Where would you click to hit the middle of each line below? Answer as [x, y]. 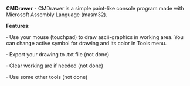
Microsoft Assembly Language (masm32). [57, 15]
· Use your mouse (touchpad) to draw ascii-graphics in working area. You [95, 37]
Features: [18, 26]
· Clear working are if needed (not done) [55, 66]
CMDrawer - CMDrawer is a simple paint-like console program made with [95, 8]
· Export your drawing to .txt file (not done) [58, 54]
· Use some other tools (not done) [47, 77]
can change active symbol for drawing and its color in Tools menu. [86, 43]
